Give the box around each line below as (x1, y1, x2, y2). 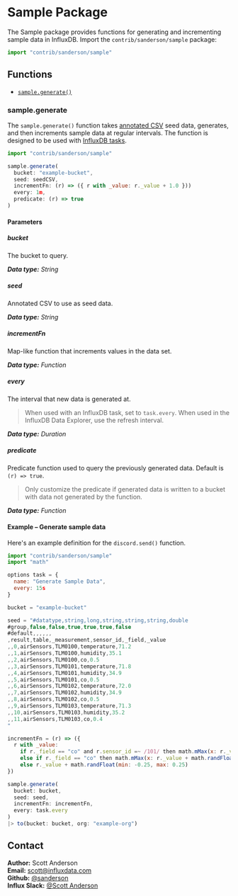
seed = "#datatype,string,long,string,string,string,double (7, 617, 189, 624)
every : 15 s (13, 585, 46, 592)
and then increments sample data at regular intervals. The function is (7, 128, 209, 137)
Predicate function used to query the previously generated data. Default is (7, 464, 225, 472)
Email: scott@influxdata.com (7, 866, 92, 875)
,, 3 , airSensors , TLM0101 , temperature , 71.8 (7, 663, 132, 670)
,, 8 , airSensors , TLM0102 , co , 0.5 (7, 696, 100, 703)
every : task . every (13, 807, 69, 815)
